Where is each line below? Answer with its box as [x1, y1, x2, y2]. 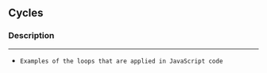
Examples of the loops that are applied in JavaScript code [19, 57, 223, 65]
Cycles [8, 6, 44, 20]
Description [8, 30, 55, 41]
